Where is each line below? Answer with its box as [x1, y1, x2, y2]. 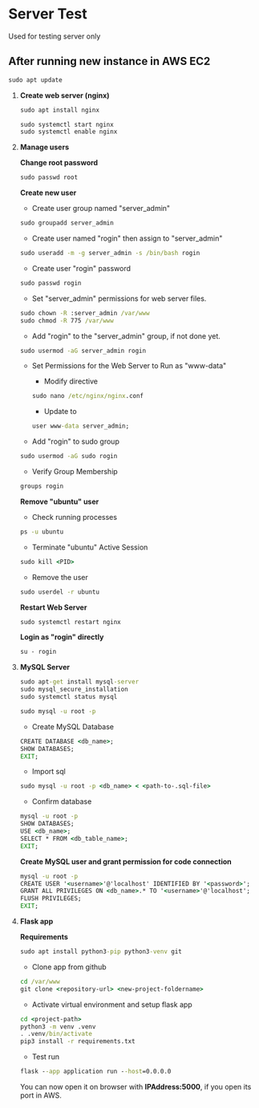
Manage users [19, 142, 70, 152]
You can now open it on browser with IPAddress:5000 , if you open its [19, 1082, 252, 1091]
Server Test [8, 5, 87, 23]
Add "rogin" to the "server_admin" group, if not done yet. [31, 331, 221, 341]
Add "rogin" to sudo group [31, 436, 120, 446]
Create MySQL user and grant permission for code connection [19, 856, 233, 867]
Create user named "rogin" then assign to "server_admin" [31, 233, 223, 243]
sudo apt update [8, 75, 63, 84]
